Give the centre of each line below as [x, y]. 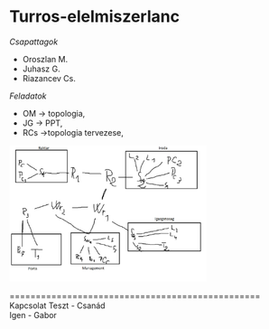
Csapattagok [34, 42]
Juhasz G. [41, 69]
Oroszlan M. [45, 59]
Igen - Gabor [33, 315]
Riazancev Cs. [49, 78]
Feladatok [28, 96]
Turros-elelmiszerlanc [95, 17]
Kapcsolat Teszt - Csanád [57, 305]
